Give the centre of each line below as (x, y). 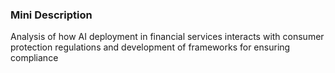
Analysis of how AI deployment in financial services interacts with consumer (167, 37)
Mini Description (51, 15)
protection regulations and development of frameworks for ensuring (150, 47)
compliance (34, 58)
